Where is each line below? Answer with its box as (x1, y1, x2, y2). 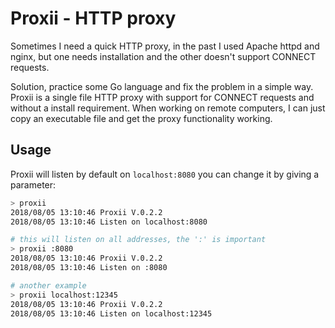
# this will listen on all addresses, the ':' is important (10, 235, 267, 245)
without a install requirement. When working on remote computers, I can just (10, 102, 326, 114)
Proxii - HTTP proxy (10, 7, 177, 30)
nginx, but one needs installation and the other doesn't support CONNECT (10, 50, 317, 62)
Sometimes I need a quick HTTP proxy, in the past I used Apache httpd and (10, 40, 320, 52)
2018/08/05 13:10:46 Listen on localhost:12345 (10, 308, 213, 319)
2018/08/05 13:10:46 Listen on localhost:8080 (10, 217, 208, 227)
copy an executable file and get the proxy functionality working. (10, 112, 273, 124)
